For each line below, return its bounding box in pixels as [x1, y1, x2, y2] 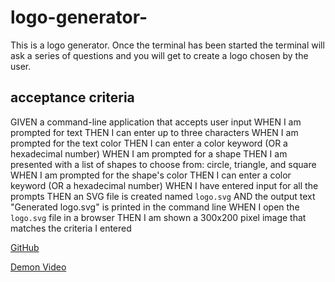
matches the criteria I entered [10, 222, 132, 234]
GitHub [10, 241, 40, 253]
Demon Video [10, 261, 67, 273]
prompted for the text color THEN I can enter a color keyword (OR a [10, 137, 288, 149]
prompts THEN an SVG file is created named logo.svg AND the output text [10, 190, 316, 202]
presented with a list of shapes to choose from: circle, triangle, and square [10, 158, 317, 170]
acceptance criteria [10, 89, 135, 106]
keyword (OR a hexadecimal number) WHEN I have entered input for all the [10, 179, 319, 191]
